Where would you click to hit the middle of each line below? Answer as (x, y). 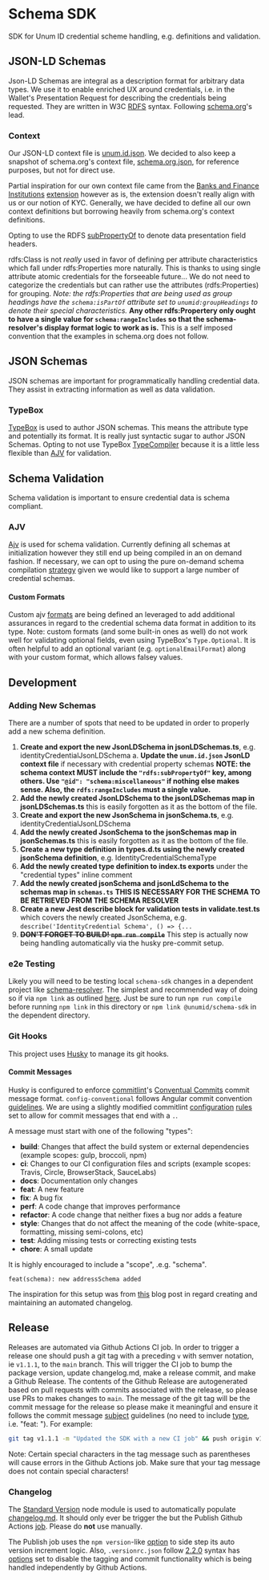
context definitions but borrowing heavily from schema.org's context (121, 211)
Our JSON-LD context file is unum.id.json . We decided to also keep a (122, 153)
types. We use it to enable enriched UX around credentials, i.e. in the (122, 89)
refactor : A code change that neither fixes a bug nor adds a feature (131, 1214)
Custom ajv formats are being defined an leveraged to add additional (122, 615)
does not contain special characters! (68, 1471)
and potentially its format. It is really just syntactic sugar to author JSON (127, 436)
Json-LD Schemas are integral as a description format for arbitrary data (126, 80)
